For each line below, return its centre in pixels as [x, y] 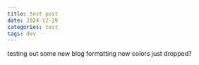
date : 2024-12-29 [33, 20]
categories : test [33, 27]
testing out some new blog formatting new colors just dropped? [99, 54]
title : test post [33, 14]
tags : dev [22, 34]
